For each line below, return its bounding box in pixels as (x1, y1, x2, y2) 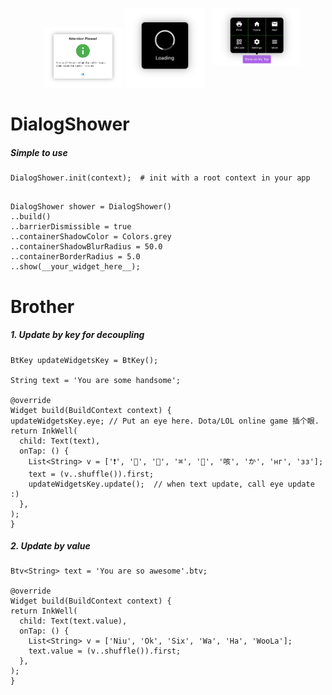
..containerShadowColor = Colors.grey (10, 232, 172, 242)
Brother (10, 295, 75, 318)
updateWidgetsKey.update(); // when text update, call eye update (28, 479, 315, 489)
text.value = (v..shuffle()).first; (28, 646, 182, 657)
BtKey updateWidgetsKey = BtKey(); (10, 355, 159, 365)
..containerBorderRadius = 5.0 (10, 252, 141, 262)
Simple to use (10, 146, 68, 158)
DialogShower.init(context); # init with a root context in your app (10, 173, 311, 183)
